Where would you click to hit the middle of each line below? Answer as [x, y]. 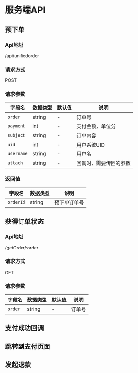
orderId [16, 202]
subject [16, 136]
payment [16, 126]
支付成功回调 [24, 328]
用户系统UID [91, 145]
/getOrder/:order [22, 248]
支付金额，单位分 [96, 126]
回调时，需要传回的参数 [103, 163]
